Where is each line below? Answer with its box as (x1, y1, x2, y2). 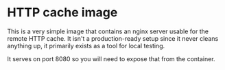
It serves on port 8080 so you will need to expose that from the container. (7, 54, 215, 63)
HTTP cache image (7, 5, 118, 20)
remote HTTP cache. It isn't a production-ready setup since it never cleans (7, 34, 219, 42)
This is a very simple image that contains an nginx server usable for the (7, 27, 209, 35)
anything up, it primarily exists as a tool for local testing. (7, 41, 165, 50)
